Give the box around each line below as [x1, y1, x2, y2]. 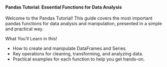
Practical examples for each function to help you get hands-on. [12, 56, 145, 62]
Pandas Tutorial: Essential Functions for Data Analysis [5, 4, 122, 10]
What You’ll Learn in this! [5, 36, 57, 42]
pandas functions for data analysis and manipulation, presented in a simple [5, 21, 162, 27]
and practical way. [5, 26, 44, 32]
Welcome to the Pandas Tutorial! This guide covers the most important [5, 15, 153, 21]
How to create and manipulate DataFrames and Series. [12, 45, 127, 51]
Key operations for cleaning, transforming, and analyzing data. [12, 51, 144, 57]
